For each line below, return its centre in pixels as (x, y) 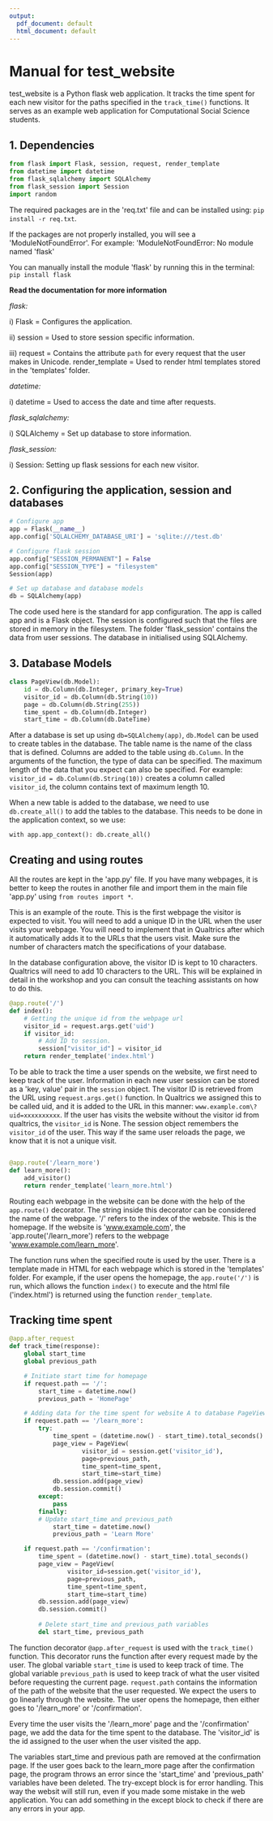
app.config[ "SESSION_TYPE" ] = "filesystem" (84, 566)
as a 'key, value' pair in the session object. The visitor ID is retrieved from (131, 1089)
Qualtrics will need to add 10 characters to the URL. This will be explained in (136, 971)
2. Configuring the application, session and (120, 490)
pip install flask (40, 275)
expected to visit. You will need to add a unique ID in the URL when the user (136, 921)
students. (25, 119)
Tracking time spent (61, 1320)
